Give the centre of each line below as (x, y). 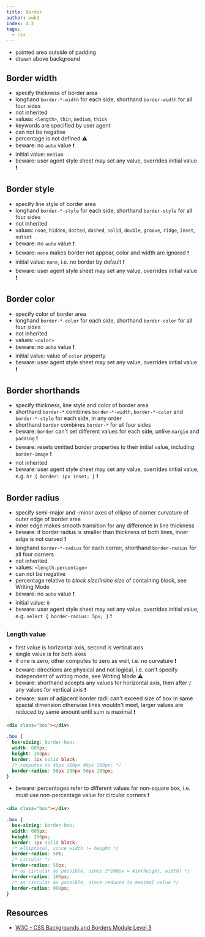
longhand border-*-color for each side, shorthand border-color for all (104, 320)
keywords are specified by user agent (63, 125)
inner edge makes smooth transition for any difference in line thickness (105, 526)
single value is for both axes (50, 654)
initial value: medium (39, 154)
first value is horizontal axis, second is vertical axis (79, 648)
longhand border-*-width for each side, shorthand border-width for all (104, 99)
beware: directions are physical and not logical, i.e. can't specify (96, 670)
